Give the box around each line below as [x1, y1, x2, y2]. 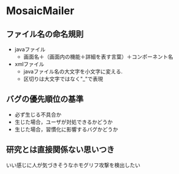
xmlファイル [14, 61, 45, 67]
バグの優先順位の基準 [6, 94, 84, 104]
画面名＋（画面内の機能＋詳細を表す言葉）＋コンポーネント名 [23, 53, 174, 60]
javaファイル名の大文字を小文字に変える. [23, 68, 122, 75]
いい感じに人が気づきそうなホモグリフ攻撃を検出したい [6, 161, 140, 169]
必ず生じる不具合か [14, 111, 62, 118]
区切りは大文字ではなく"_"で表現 [23, 75, 104, 82]
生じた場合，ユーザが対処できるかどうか [14, 118, 113, 125]
